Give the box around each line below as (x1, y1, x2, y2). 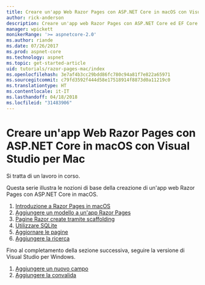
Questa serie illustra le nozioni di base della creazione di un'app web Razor (6, 184, 195, 191)
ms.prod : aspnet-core (6, 49, 62, 55)
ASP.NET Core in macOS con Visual (6, 139, 190, 153)
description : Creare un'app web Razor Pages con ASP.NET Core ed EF (6, 20, 184, 26)
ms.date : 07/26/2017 (6, 43, 59, 49)
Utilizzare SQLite (15, 222, 58, 229)
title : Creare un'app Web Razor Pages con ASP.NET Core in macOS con (6, 9, 187, 15)
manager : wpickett (6, 26, 53, 32)
